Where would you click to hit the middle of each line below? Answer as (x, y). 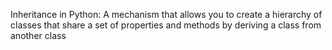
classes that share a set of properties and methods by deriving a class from (166, 25)
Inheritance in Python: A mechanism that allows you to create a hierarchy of (166, 14)
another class (38, 35)
